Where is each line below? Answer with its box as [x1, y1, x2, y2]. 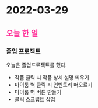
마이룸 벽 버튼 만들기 [14, 88, 62, 95]
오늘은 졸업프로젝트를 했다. [6, 61, 67, 68]
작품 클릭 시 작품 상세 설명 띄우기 [14, 74, 89, 81]
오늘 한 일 [6, 28, 38, 38]
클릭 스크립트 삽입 [14, 96, 55, 103]
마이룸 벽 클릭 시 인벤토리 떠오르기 [14, 81, 93, 88]
